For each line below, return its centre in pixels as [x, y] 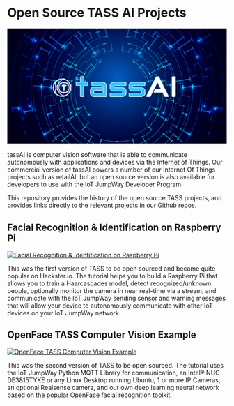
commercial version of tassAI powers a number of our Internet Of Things [111, 170]
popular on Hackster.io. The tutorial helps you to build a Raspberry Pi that [112, 276]
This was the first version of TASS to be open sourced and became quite [111, 269]
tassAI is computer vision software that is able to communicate [97, 155]
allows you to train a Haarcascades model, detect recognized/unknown [109, 283]
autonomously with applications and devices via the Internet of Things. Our [115, 163]
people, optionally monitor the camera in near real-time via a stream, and [112, 291]
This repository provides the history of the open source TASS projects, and [115, 198]
